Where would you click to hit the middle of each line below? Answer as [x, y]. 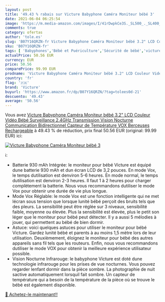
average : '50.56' [23, 101]
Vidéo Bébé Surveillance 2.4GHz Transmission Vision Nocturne [69, 120]
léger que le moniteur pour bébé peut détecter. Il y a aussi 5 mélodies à [84, 217]
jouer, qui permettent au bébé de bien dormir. [58, 222]
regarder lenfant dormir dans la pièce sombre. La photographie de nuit [83, 269]
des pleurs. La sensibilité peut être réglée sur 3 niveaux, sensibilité [80, 207]
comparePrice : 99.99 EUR [30, 69]
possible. [21, 254]
